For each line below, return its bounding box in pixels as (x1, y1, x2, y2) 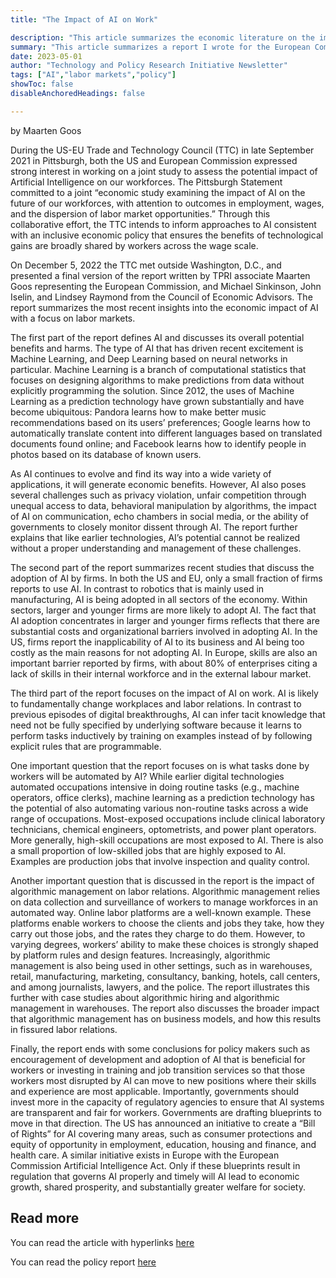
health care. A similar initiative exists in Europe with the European (10, 1149, 280, 1161)
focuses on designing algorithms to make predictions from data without (10, 374, 305, 386)
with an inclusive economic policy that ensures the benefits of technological (10, 229, 324, 241)
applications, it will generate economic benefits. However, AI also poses (10, 478, 307, 490)
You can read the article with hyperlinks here (10, 1236, 195, 1248)
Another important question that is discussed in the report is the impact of (10, 874, 315, 886)
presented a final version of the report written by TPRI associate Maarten (10, 269, 311, 281)
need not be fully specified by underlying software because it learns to (10, 719, 302, 731)
